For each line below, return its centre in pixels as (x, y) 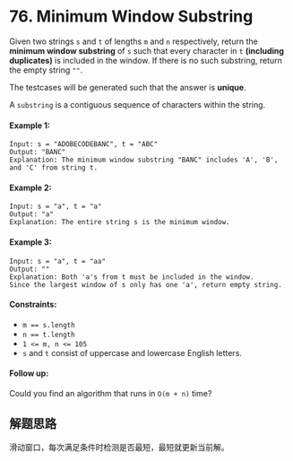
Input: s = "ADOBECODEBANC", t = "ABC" (84, 144)
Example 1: (30, 125)
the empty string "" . (46, 70)
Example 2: (30, 187)
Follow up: (29, 373)
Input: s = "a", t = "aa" (57, 261)
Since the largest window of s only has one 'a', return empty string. (146, 284)
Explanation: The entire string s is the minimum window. (120, 222)
